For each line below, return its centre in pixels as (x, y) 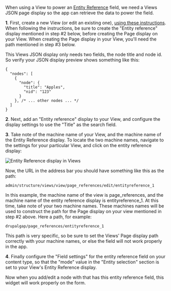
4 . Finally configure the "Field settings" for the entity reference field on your (85, 256)
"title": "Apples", (45, 87)
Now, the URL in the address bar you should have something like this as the (85, 171)
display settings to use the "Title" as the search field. (61, 124)
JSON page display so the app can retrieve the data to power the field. (80, 13)
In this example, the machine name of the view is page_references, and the (84, 195)
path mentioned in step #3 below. (40, 45)
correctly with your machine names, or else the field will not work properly (84, 241)
